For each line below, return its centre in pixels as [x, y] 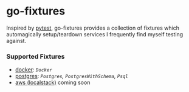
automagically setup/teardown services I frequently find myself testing [95, 34]
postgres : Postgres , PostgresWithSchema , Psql [72, 76]
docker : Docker [34, 70]
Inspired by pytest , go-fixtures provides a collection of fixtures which [93, 28]
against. [16, 41]
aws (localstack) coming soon [53, 82]
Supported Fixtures [36, 56]
